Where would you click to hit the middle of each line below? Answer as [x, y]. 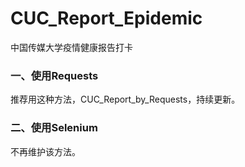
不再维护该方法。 [45, 151]
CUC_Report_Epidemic [106, 18]
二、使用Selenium [54, 128]
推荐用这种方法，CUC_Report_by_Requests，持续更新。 [125, 99]
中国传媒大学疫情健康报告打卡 [71, 47]
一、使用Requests [54, 75]
